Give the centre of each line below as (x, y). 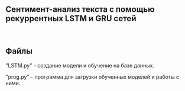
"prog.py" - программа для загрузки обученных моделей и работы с (92, 77)
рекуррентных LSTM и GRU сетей (71, 18)
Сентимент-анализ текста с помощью (80, 10)
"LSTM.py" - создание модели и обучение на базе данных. (80, 65)
